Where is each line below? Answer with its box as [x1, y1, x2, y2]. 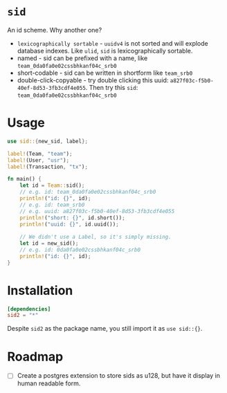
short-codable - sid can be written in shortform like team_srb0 [17, 68, 193, 77]
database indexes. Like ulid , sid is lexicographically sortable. [17, 46, 193, 55]
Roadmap [7, 349, 64, 365]
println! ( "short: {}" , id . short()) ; [19, 214, 126, 221]
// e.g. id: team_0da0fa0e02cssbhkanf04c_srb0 [19, 189, 156, 196]
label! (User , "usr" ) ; [7, 156, 70, 164]
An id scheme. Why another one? [7, 26, 102, 34]
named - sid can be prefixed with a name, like [17, 54, 148, 62]
